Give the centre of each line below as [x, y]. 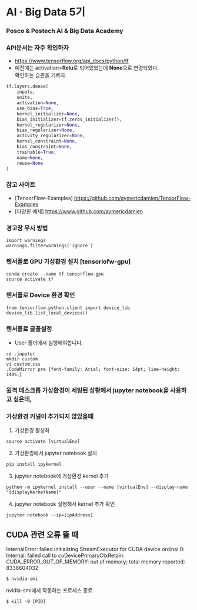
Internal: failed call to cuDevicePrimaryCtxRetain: [65, 555]
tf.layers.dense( [27, 87]
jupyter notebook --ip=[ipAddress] [50, 515]
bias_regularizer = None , [46, 130]
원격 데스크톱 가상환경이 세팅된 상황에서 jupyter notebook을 [87, 390]
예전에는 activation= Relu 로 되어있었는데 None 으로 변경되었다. [87, 68]
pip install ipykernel [34, 465]
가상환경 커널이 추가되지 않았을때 [50, 416]
